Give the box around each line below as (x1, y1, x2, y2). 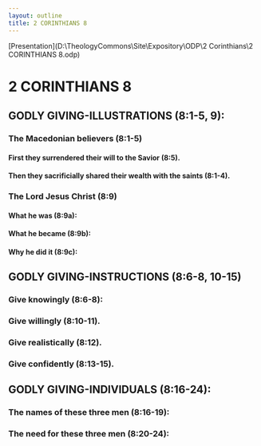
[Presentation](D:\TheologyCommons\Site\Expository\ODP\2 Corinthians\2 (8, 41, 254, 50)
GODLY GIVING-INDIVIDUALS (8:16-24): (8, 383, 212, 397)
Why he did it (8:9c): (8, 247, 78, 256)
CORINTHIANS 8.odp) (8, 49, 81, 59)
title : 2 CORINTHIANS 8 (8, 19, 88, 27)
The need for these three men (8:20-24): (8, 428, 170, 440)
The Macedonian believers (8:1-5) (8, 133, 143, 144)
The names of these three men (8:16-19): (8, 407, 170, 418)
